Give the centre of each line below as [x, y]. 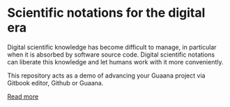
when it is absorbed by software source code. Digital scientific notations [111, 55]
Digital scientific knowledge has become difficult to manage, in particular [112, 47]
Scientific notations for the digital [106, 13]
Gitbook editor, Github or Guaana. [55, 83]
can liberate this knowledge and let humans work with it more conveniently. [116, 62]
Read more [23, 97]
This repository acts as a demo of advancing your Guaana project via [106, 76]
